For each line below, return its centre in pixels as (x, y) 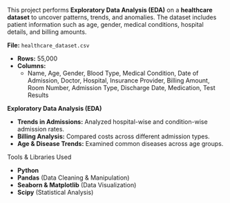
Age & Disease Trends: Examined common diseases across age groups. (120, 143)
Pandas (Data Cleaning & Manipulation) (73, 178)
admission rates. (40, 129)
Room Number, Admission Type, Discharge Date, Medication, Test (121, 88)
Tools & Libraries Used (39, 157)
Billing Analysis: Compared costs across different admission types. (113, 136)
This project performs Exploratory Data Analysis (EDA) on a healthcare (110, 10)
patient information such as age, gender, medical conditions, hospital (105, 24)
